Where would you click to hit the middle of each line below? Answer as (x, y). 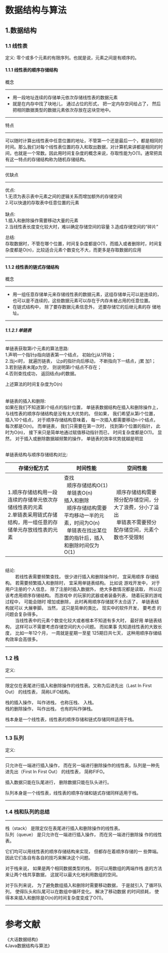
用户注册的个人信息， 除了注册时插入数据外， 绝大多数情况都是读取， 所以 (81, 589)
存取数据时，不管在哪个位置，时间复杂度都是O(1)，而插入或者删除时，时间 (82, 244)
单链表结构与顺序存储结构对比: (37, 455)
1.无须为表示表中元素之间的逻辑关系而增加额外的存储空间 (64, 196)
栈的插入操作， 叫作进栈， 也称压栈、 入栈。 (51, 702)
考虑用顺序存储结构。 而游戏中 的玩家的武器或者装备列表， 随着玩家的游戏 (86, 595)
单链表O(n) (80, 493)
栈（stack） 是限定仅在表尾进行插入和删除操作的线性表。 (64, 828)
